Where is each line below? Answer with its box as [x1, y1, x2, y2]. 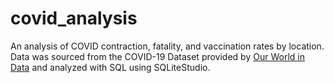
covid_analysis [10, 7, 138, 30]
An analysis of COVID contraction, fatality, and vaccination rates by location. [10, 40, 325, 52]
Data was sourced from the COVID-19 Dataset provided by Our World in [10, 50, 305, 62]
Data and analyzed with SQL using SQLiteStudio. [10, 61, 211, 73]
